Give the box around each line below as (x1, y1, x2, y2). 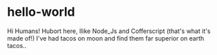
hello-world (7, 4, 76, 20)
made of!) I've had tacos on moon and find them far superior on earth (7, 34, 205, 42)
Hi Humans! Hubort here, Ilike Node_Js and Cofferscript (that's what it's (7, 27, 211, 35)
